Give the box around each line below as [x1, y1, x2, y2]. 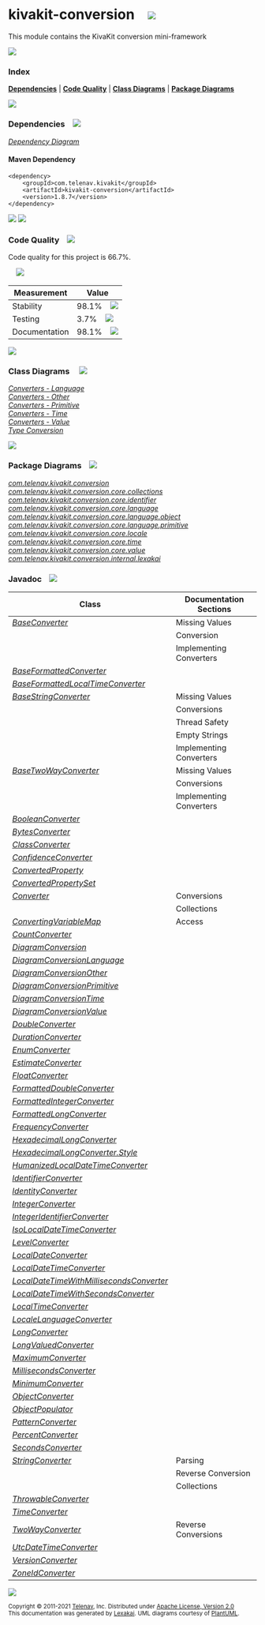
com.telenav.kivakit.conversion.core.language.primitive [8, 520, 189, 530]
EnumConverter [12, 1044, 71, 1055]
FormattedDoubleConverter [12, 1083, 114, 1094]
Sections [196, 603, 232, 614]
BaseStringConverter [12, 691, 91, 702]
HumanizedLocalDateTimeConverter [12, 1159, 148, 1170]
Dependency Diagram [8, 137, 80, 146]
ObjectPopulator [12, 1403, 73, 1414]
